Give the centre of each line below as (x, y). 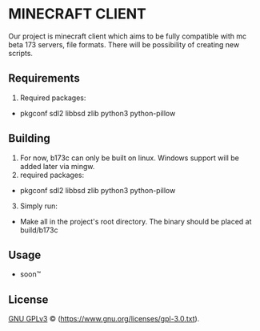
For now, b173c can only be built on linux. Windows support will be (130, 158)
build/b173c (39, 230)
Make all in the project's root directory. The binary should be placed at (136, 221)
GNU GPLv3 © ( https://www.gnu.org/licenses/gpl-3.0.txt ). (104, 319)
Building (29, 138)
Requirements (44, 78)
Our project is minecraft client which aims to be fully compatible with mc (128, 36)
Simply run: (39, 206)
